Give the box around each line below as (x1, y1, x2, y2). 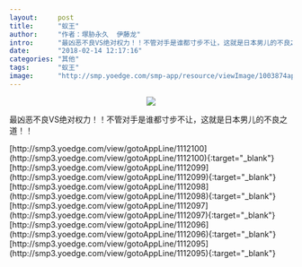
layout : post (9, 13, 75, 22)
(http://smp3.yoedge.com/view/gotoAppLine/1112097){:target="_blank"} (9, 210, 276, 220)
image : (9, 72, 34, 81)
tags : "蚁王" (9, 64, 80, 73)
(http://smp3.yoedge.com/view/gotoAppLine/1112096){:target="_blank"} (9, 228, 277, 239)
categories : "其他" (9, 55, 80, 64)
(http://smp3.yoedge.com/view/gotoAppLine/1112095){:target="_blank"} (9, 247, 276, 258)
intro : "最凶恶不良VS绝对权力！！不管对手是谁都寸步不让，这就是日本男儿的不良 (9, 38, 290, 47)
